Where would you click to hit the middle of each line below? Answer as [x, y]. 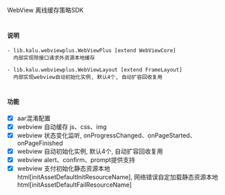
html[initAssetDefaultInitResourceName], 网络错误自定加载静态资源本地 [117, 176]
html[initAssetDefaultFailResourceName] [74, 185]
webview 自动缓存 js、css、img [62, 126]
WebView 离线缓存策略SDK [45, 10]
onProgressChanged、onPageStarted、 [140, 135]
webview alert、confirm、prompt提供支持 [76, 159]
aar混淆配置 [34, 118]
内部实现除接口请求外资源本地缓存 [54, 58]
